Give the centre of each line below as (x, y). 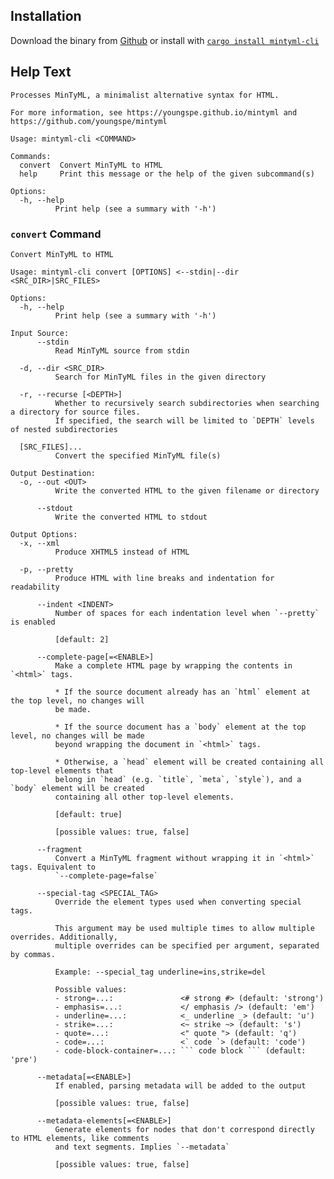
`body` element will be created (77, 788)
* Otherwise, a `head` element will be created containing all (189, 762)
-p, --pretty (46, 569)
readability (35, 587)
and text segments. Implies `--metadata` (142, 1147)
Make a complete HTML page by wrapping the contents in (173, 665)
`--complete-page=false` (106, 875)
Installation (46, 16)
